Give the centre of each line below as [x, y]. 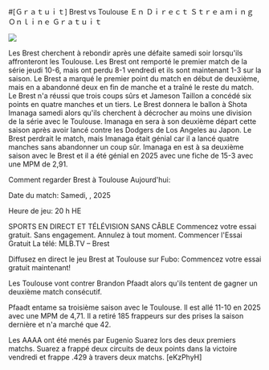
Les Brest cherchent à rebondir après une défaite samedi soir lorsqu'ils [126, 53]
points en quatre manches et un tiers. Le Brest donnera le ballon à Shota [128, 104]
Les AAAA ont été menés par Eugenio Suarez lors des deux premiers [122, 340]
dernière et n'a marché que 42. [60, 325]
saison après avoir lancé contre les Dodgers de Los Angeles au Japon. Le [130, 130]
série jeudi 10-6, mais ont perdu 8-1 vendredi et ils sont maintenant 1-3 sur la [135, 70]
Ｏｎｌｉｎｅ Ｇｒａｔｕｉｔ [55, 22]
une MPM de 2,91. [38, 164]
